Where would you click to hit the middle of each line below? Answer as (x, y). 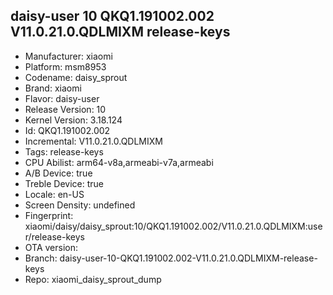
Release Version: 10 (65, 109)
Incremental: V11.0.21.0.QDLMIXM (93, 141)
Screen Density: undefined (80, 205)
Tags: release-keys (64, 151)
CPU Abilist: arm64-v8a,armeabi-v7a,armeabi (119, 162)
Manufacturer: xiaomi (68, 56)
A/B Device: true (58, 173)
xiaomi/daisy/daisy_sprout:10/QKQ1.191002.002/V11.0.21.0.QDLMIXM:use (173, 226)
